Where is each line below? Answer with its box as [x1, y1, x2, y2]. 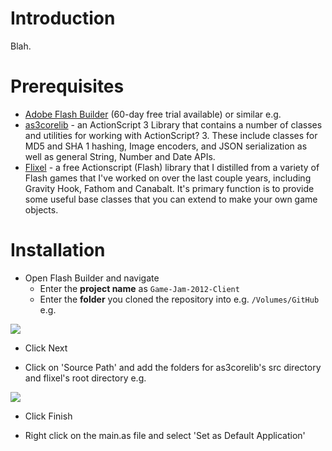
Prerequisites [10, 75, 125, 98]
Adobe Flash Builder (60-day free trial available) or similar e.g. [24, 108, 282, 120]
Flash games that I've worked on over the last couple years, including [24, 172, 312, 184]
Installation [10, 239, 106, 262]
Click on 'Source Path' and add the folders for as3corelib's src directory [24, 361, 322, 373]
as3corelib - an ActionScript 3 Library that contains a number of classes [24, 118, 323, 131]
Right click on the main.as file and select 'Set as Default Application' [24, 429, 306, 441]
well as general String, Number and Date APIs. [24, 150, 216, 162]
